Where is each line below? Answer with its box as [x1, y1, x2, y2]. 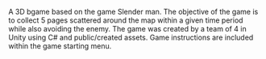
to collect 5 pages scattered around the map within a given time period [8, 15, 243, 25]
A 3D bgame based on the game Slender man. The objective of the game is [8, 7, 259, 16]
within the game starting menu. [8, 41, 112, 51]
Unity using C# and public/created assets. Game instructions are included [8, 32, 254, 42]
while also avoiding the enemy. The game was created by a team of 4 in [8, 24, 247, 33]
